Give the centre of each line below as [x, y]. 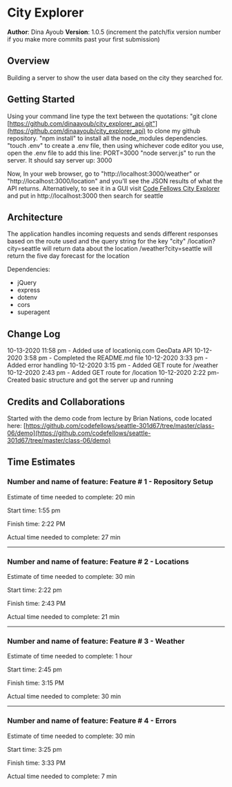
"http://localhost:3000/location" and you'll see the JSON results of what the [115, 180]
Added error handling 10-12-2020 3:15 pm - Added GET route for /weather [113, 365]
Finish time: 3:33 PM [36, 763]
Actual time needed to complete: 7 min [62, 776]
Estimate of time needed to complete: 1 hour [70, 656]
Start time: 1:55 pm [34, 510]
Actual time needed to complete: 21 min [64, 616]
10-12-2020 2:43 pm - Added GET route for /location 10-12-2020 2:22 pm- [113, 373]
